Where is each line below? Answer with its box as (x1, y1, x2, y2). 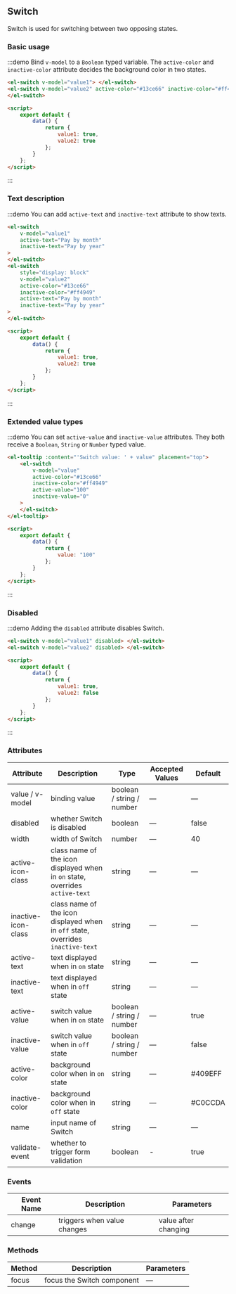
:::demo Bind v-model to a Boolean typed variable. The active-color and (7, 58, 214, 66)
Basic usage (7, 41, 51, 51)
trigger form (50, 1146, 91, 1156)
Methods (7, 1245, 39, 1255)
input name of (50, 1117, 97, 1127)
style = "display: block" (20, 269, 90, 276)
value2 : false (57, 689, 99, 696)
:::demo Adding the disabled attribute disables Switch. (7, 624, 165, 632)
